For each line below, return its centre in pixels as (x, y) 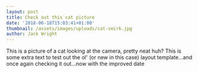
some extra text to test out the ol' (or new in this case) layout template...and (99, 57)
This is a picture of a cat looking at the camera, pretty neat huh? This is (94, 51)
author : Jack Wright (32, 34)
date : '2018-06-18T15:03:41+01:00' (51, 23)
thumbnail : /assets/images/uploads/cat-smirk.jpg (69, 28)
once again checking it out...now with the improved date (75, 64)
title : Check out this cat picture (51, 17)
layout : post (22, 12)
